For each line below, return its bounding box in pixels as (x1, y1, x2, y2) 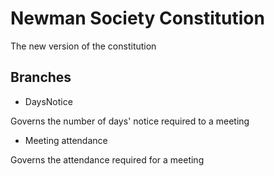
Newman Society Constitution (10, 7, 265, 30)
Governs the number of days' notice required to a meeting (10, 115, 250, 127)
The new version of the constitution (10, 40, 157, 52)
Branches (10, 69, 72, 86)
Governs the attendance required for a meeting (10, 153, 205, 166)
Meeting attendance (24, 134, 108, 146)
